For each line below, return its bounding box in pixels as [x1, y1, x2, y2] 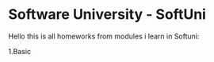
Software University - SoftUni [8, 5, 206, 24]
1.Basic [8, 46, 32, 56]
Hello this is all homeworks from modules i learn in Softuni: [8, 31, 200, 41]
